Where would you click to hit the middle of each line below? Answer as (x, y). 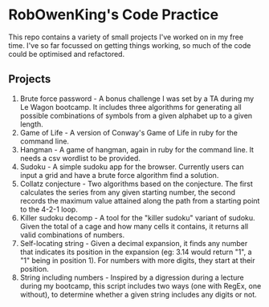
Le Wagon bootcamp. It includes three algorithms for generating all (131, 107)
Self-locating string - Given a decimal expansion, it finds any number (134, 243)
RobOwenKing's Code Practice (114, 15)
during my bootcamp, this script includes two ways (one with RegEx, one (141, 285)
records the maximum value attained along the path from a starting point (140, 200)
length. (32, 124)
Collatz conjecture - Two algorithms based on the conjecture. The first (136, 184)
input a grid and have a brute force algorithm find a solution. (119, 175)
